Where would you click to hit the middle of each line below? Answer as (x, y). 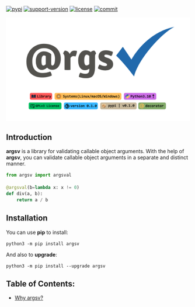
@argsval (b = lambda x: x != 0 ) (43, 188)
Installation (27, 218)
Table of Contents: (41, 284)
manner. (16, 164)
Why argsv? (29, 298)
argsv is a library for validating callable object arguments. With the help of (95, 151)
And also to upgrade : (32, 254)
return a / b (32, 200)
